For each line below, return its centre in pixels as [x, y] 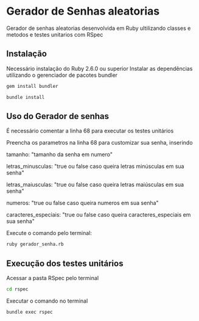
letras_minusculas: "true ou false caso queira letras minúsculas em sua [95, 167]
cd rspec [17, 289]
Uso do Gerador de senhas [58, 116]
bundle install [26, 97]
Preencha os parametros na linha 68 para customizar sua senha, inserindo [100, 143]
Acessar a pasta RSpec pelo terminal [53, 278]
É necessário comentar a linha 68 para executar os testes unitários [90, 131]
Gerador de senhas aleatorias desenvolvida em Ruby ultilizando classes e [99, 28]
